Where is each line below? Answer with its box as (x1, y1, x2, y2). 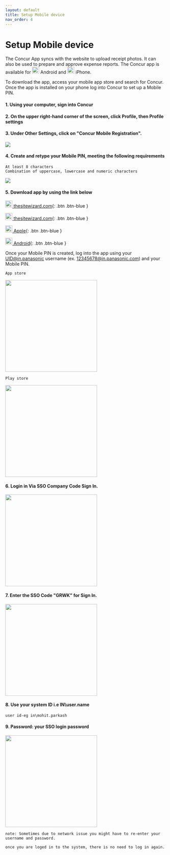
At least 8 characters (5, 164, 53, 169)
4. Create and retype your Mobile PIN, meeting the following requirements (5, 153, 165, 159)
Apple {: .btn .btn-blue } (13, 228, 62, 234)
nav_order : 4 (5, 17, 33, 22)
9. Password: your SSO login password (5, 723, 89, 730)
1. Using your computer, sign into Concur (5, 101, 93, 108)
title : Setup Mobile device (5, 12, 65, 17)
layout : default (5, 7, 40, 13)
